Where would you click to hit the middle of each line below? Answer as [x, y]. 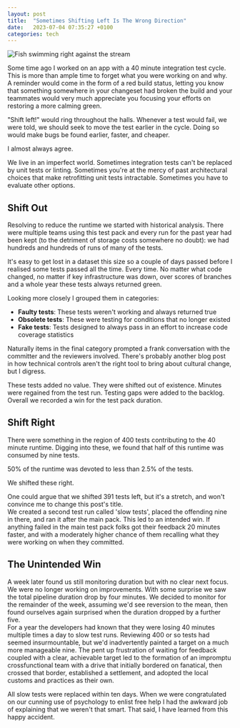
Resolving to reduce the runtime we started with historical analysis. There [115, 225]
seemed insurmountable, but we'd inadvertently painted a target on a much [118, 642]
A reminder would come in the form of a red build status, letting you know [116, 84]
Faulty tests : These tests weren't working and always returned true [117, 312]
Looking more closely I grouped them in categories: [83, 298]
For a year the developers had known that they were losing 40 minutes [111, 627]
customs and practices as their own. [61, 680]
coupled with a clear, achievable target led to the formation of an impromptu [119, 657]
